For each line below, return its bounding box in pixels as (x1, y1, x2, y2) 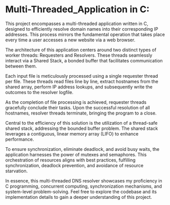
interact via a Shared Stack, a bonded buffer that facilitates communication (5, 57, 163, 63)
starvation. (5, 168, 28, 174)
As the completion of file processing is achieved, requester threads (5, 99, 147, 105)
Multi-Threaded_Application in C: (5, 4, 150, 15)
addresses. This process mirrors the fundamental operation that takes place (5, 31, 165, 37)
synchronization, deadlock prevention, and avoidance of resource (5, 162, 144, 168)
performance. (5, 136, 34, 142)
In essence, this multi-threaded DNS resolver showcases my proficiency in (5, 177, 162, 184)
